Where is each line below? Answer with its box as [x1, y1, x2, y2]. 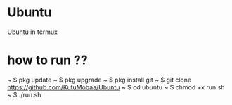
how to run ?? [7, 52, 88, 68]
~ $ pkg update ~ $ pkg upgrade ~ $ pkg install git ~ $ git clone [7, 75, 192, 84]
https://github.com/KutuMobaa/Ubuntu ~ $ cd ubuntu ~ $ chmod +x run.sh [7, 82, 225, 92]
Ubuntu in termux [7, 27, 58, 36]
